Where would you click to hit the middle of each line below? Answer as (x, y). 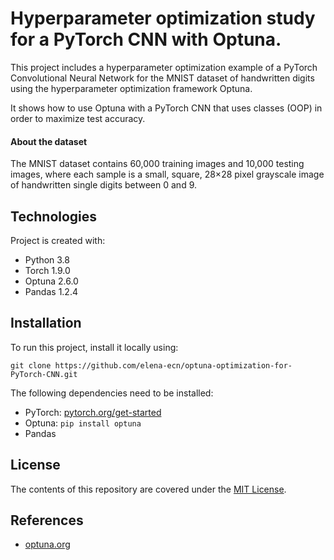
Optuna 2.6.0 (51, 281)
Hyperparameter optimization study (163, 18)
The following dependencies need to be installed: (112, 393)
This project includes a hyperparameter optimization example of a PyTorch (164, 67)
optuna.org (47, 544)
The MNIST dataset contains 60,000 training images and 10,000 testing (157, 164)
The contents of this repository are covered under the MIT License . (148, 489)
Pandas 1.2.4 (51, 291)
